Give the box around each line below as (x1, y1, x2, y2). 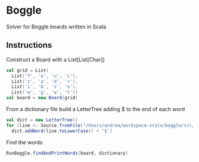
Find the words (6, 138, 43, 145)
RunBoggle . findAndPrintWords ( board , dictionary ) (6, 150, 129, 156)
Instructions (6, 40, 52, 50)
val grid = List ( (6, 67, 49, 73)
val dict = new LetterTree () (6, 117, 78, 123)
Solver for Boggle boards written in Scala (6, 23, 107, 30)
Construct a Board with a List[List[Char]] (6, 56, 105, 63)
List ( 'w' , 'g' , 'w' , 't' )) (11, 89, 78, 95)
